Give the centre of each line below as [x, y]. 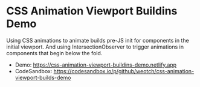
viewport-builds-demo [43, 77]
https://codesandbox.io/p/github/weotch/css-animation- [124, 71]
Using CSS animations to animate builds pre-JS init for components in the [98, 40]
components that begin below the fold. [54, 53]
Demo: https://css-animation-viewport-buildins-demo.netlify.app [96, 65]
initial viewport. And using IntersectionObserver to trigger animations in [95, 47]
